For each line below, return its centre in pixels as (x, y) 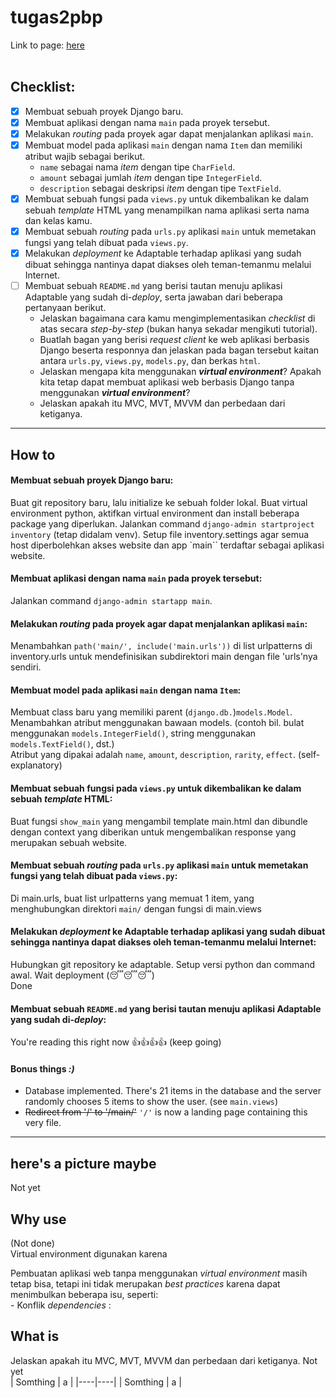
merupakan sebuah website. (69, 842)
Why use (38, 1219)
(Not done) (32, 1243)
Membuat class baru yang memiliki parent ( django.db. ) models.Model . (151, 712)
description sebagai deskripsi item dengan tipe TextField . (160, 188)
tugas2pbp (56, 17)
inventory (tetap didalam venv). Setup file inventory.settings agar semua (160, 534)
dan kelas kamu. (58, 221)
